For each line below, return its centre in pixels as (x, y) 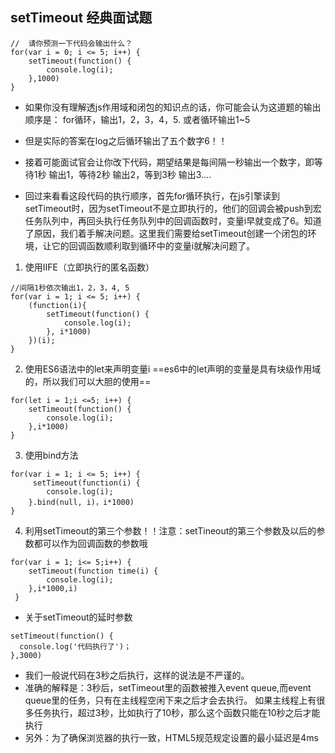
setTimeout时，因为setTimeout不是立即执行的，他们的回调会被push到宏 (173, 208)
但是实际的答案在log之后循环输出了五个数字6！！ (126, 140)
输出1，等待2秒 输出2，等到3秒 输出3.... (130, 174)
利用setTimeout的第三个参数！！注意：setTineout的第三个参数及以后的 (170, 530)
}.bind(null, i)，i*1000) (81, 502)
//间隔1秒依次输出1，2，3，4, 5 (70, 288)
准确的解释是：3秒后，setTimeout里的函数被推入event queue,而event (168, 687)
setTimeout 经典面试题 (81, 18)
